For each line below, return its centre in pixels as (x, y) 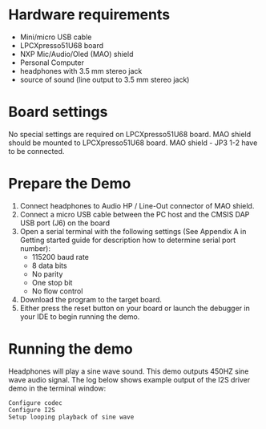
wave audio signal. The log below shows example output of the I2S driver (129, 379)
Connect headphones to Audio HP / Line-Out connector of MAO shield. (137, 205)
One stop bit (52, 282)
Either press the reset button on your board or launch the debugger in (135, 308)
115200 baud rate (60, 257)
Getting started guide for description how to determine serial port (128, 240)
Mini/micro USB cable (56, 37)
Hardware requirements (89, 15)
